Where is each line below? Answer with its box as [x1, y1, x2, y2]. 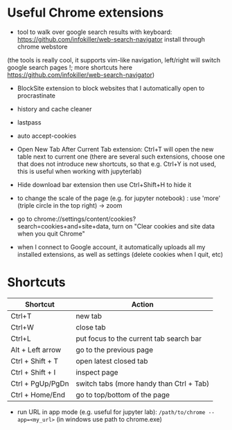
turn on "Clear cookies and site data [111, 222, 215, 230]
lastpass [17, 118, 42, 126]
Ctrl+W [10, 322, 35, 332]
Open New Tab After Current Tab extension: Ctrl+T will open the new [17, 145, 214, 153]
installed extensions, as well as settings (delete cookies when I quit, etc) [17, 250, 224, 258]
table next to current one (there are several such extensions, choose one [17, 152, 225, 161]
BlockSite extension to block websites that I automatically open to [17, 84, 205, 92]
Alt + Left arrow [10, 345, 62, 355]
